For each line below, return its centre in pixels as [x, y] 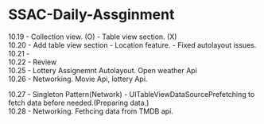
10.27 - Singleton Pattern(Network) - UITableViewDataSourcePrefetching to [132, 94]
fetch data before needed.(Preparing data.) [79, 103]
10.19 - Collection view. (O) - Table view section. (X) [93, 37]
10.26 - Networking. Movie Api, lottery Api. [78, 79]
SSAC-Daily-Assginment [91, 15]
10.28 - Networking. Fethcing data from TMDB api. [91, 111]
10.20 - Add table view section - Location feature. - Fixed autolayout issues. [132, 45]
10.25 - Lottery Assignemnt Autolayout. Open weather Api [103, 70]
